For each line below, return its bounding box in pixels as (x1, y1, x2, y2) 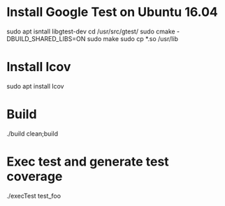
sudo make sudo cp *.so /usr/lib (87, 34, 179, 42)
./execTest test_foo (6, 191, 61, 200)
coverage (6, 168, 63, 184)
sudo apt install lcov (6, 81, 64, 90)
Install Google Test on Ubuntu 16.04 (6, 4, 218, 20)
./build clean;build (6, 129, 59, 138)
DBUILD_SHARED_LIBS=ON (6, 34, 86, 42)
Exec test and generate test (6, 154, 169, 169)
